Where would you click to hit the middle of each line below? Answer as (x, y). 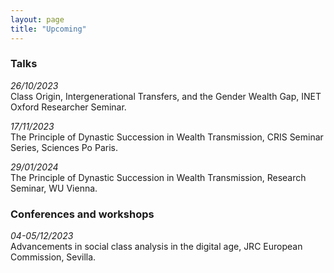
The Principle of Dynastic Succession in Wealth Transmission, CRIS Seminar (167, 137)
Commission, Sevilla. (53, 257)
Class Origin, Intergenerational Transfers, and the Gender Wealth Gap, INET (166, 96)
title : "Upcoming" (48, 29)
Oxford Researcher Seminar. (68, 107)
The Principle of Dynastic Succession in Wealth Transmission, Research (158, 177)
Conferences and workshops (82, 214)
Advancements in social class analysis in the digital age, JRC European (156, 247)
